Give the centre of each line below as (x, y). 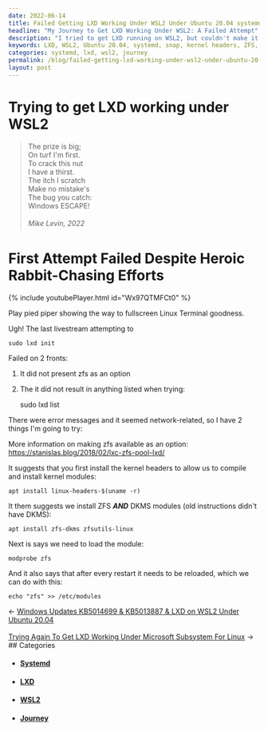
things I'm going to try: (45, 428)
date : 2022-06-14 (37, 16)
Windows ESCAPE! (59, 205)
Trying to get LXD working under (119, 107)
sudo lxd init (32, 343)
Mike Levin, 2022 (56, 223)
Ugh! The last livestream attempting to (71, 328)
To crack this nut (55, 163)
